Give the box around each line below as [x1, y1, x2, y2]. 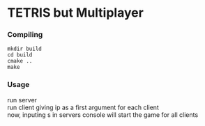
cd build [7, 52, 33, 58]
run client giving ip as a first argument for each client [7, 103, 159, 111]
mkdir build [7, 45, 42, 53]
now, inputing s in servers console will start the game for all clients [7, 110, 199, 119]
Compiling [7, 30, 43, 40]
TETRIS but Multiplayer [7, 5, 144, 21]
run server [7, 95, 37, 104]
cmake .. [7, 58, 33, 65]
